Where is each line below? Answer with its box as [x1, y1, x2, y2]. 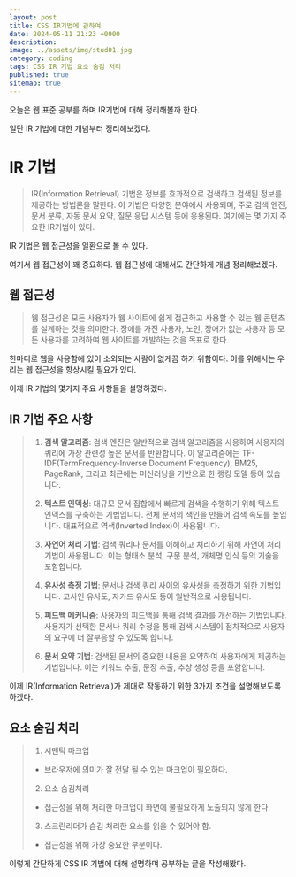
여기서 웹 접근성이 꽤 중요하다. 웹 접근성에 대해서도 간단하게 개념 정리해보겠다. [9, 258, 278, 270]
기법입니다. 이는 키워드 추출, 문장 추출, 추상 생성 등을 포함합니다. [43, 662, 265, 673]
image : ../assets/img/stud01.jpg [9, 46, 133, 55]
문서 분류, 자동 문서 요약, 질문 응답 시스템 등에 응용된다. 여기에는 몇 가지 [30, 210, 278, 221]
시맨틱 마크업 [43, 745, 90, 756]
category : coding [9, 54, 73, 63]
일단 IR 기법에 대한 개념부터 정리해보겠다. [9, 123, 151, 134]
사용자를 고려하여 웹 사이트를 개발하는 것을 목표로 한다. [40, 335, 230, 345]
